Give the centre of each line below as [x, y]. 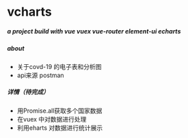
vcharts [30, 12]
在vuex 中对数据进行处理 [52, 119]
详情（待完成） [28, 92]
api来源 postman [40, 75]
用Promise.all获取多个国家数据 [59, 111]
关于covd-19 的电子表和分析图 [59, 66]
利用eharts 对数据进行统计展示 [60, 128]
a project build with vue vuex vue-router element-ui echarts [94, 31]
